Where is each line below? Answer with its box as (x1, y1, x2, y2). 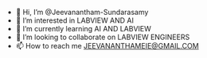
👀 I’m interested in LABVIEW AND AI (15, 16, 134, 25)
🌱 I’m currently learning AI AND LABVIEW (15, 24, 151, 33)
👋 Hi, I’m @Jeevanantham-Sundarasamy (15, 8, 149, 16)
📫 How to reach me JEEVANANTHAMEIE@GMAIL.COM (15, 42, 199, 50)
